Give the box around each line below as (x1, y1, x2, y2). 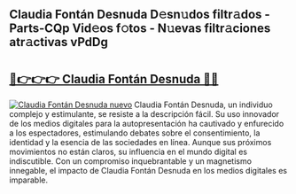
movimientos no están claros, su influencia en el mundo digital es (9, 146, 248, 157)
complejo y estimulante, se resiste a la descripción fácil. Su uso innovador (9, 109, 280, 119)
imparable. (9, 175, 49, 185)
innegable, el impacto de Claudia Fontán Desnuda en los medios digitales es (9, 166, 288, 175)
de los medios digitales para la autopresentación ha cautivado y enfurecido (9, 119, 284, 128)
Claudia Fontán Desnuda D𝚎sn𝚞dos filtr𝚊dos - (9, 7, 270, 22)
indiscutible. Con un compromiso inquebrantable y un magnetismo (9, 156, 253, 167)
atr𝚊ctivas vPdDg (9, 35, 109, 50)
